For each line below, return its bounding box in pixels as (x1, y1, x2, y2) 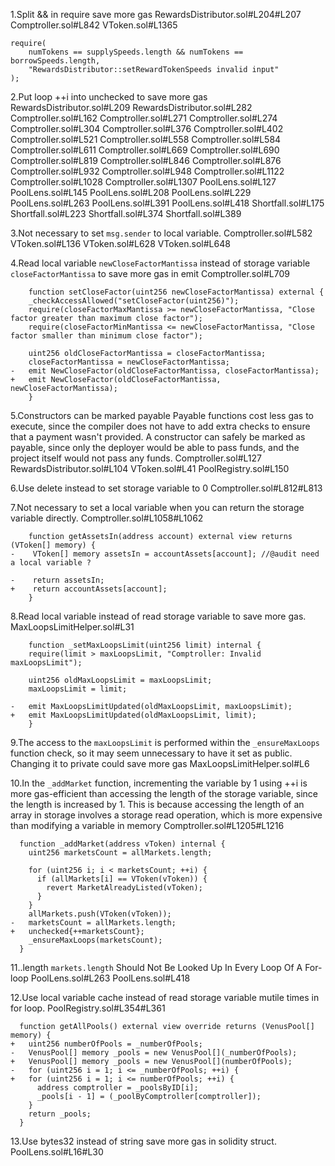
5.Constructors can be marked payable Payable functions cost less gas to (10, 410, 315, 421)
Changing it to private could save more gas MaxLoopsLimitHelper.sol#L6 (10, 758, 310, 769)
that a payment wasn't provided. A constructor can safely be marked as (10, 431, 306, 443)
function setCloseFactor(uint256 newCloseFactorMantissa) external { (28, 287, 325, 297)
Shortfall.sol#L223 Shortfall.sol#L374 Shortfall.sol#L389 (10, 208, 242, 219)
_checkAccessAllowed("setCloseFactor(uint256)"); (28, 296, 240, 306)
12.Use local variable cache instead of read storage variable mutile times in (10, 992, 320, 1003)
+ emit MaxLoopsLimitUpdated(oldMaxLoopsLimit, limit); (10, 710, 257, 720)
